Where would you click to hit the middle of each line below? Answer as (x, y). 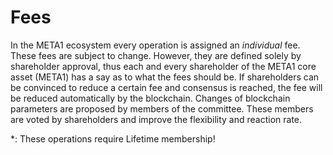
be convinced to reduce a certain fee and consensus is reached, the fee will (166, 87)
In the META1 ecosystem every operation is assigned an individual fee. (155, 45)
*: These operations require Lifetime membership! (113, 138)
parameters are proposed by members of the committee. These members (162, 108)
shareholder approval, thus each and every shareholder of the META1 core (163, 66)
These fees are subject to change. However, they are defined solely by (156, 55)
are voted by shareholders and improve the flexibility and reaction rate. (156, 119)
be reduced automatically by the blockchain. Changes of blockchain (150, 98)
